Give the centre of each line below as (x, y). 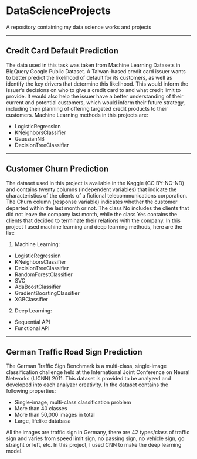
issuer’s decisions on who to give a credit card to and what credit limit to (94, 90)
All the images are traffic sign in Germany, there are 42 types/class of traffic (98, 433)
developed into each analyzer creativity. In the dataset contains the (87, 385)
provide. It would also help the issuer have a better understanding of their (95, 96)
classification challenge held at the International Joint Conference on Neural (98, 372)
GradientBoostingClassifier (47, 293)
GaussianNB (30, 138)
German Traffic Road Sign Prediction (74, 352)
